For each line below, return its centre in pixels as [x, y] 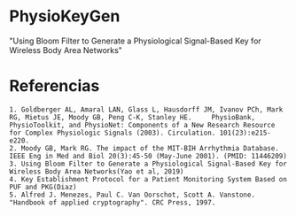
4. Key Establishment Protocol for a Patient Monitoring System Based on [148, 179]
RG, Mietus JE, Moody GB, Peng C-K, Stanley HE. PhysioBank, [132, 117]
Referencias [55, 86]
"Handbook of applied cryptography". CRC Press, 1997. [113, 202]
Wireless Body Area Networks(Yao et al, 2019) [97, 171]
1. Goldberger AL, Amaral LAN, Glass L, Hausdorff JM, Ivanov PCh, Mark [146, 109]
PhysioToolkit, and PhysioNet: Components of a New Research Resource [142, 125]
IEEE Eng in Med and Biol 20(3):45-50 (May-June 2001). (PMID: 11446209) [148, 156]
